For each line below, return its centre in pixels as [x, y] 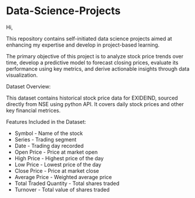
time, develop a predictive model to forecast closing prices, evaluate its [92, 62]
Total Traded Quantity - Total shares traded [67, 183]
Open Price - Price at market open [56, 152]
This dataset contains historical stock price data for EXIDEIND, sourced [92, 98]
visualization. [22, 75]
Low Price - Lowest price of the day [58, 164]
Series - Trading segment [46, 139]
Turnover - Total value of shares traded [62, 189]
